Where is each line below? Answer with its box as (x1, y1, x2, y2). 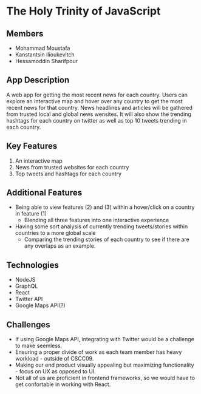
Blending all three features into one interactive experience (24, 217, 169, 224)
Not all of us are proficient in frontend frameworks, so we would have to (15, 375, 196, 382)
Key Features (6, 141, 58, 151)
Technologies (6, 260, 60, 270)
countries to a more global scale (15, 229, 96, 237)
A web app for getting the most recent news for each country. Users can (6, 91, 188, 98)
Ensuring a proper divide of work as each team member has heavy (15, 348, 182, 356)
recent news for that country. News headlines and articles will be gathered (6, 104, 193, 111)
